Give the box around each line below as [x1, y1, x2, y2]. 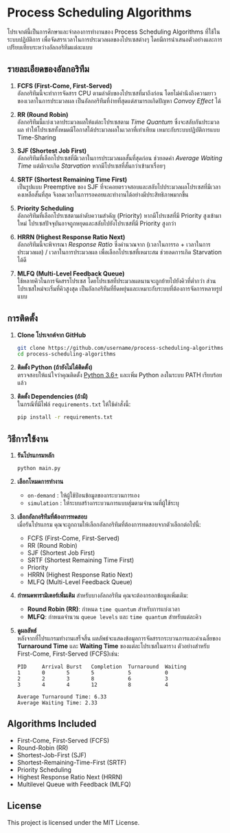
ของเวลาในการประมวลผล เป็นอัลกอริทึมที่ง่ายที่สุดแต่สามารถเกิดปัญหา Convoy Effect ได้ [16, 96, 221, 104]
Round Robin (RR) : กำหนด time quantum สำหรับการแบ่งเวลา [27, 605, 181, 613]
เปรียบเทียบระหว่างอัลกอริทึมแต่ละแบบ [7, 43, 93, 51]
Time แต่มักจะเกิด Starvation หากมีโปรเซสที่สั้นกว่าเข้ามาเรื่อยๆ [16, 162, 166, 170]
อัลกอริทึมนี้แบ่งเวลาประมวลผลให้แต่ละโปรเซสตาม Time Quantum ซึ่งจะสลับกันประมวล [16, 118, 220, 126]
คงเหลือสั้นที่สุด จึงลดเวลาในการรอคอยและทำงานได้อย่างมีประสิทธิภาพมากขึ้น [16, 190, 189, 199]
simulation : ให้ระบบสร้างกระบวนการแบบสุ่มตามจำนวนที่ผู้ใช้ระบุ [27, 498, 180, 507]
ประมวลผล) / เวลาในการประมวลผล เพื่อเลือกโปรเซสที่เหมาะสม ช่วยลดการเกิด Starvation [16, 247, 222, 256]
